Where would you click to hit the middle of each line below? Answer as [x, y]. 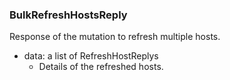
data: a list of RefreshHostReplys [91, 56]
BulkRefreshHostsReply [68, 15]
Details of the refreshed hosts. [101, 67]
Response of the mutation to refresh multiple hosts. [115, 37]
